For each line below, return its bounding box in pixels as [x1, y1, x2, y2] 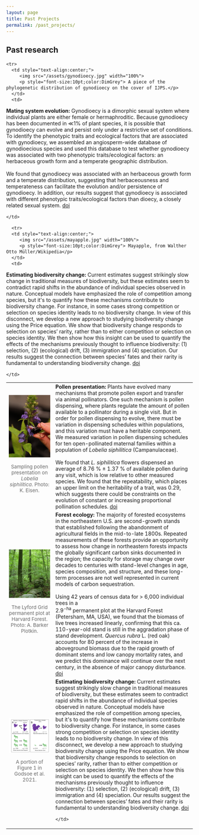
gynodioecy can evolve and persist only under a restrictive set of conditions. [6, 126, 193, 134]
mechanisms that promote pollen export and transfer [55, 389, 184, 396]
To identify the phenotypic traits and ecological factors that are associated [6, 132, 188, 139]
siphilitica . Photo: [9, 481, 50, 488]
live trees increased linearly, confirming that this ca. [55, 619, 181, 626]
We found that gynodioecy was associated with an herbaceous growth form [6, 170, 191, 177]
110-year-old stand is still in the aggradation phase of [55, 626, 190, 633]
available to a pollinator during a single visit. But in [55, 408, 177, 415]
